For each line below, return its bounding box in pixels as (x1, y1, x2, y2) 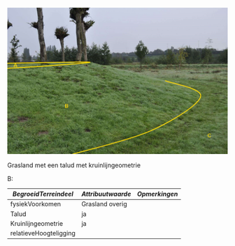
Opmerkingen (136, 190, 178, 199)
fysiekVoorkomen (10, 200, 62, 208)
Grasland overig (81, 200, 127, 208)
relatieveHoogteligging (10, 229, 76, 238)
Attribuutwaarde (81, 190, 131, 199)
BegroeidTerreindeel (12, 190, 73, 199)
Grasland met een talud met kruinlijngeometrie (7, 161, 141, 169)
